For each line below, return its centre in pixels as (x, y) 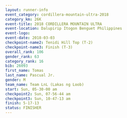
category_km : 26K (23, 19)
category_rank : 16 (24, 61)
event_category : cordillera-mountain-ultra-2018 (57, 15)
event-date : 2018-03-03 (30, 38)
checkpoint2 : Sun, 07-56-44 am (38, 94)
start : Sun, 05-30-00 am (31, 89)
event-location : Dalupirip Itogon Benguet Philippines (64, 29)
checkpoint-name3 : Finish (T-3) (39, 47)
